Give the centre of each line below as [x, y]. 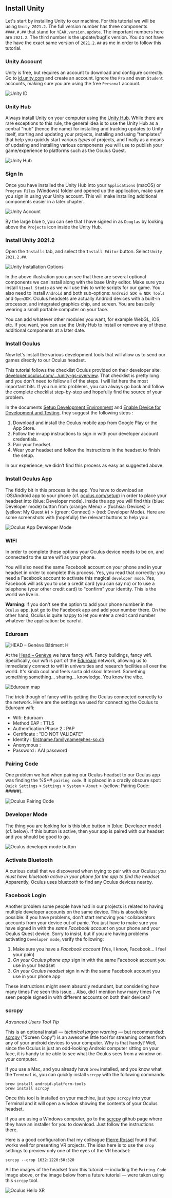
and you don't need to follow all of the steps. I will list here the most [77, 381]
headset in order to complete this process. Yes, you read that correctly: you [85, 573]
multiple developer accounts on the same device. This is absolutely [77, 912]
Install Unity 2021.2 [30, 240]
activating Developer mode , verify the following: [55, 939]
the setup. [23, 455]
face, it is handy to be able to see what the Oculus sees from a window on [83, 1053]
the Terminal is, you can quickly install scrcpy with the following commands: [85, 1074]
